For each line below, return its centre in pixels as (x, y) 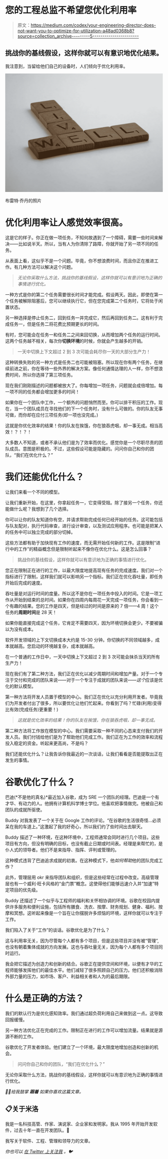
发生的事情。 (18, 760)
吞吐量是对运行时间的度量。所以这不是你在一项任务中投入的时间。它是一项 (82, 593)
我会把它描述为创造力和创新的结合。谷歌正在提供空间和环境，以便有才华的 (82, 963)
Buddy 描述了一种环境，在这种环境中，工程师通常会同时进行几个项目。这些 (82, 837)
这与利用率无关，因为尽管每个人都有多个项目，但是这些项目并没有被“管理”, (82, 940)
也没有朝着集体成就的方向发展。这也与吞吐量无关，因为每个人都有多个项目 (82, 947)
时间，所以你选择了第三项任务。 (42, 374)
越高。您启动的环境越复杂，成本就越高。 (55, 646)
